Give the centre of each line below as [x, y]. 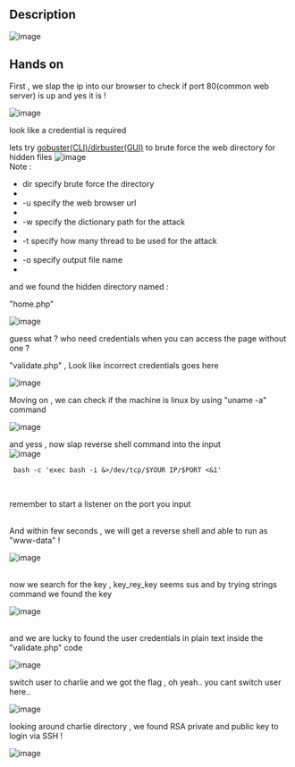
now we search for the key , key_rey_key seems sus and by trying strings [143, 584]
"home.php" [32, 304]
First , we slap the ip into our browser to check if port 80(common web [139, 86]
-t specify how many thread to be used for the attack [119, 240]
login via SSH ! [36, 736]
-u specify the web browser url [79, 202]
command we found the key [61, 594]
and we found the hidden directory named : [89, 286]
